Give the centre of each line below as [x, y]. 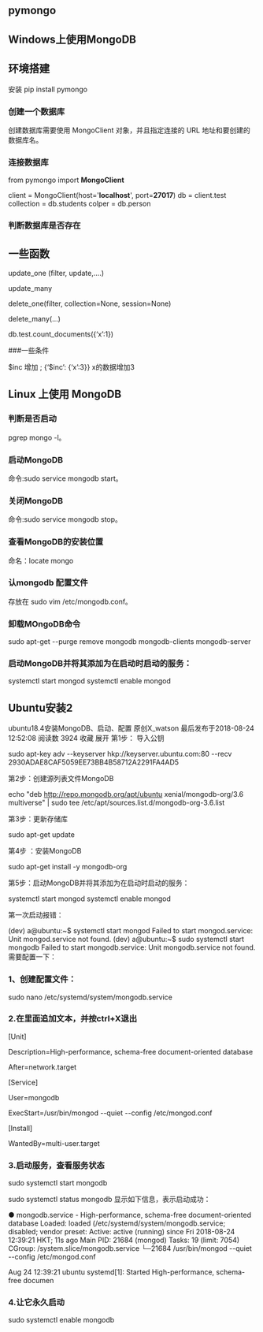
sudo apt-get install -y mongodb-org [68, 867]
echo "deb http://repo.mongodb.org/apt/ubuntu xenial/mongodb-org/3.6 [126, 794]
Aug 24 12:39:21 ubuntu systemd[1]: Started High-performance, [111, 1272]
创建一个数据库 [37, 111]
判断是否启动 [33, 419]
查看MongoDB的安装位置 [56, 542]
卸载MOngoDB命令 [44, 623]
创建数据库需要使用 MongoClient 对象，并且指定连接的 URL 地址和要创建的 [129, 130]
